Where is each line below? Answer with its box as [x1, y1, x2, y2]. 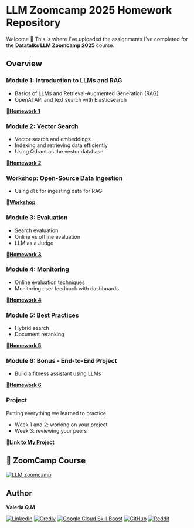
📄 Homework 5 [6, 342, 42, 349]
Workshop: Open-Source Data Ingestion [6, 174, 123, 182]
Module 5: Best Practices [6, 311, 79, 319]
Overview [6, 59, 43, 69]
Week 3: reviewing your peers [14, 427, 87, 434]
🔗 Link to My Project [6, 439, 55, 446]
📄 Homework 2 [6, 159, 42, 166]
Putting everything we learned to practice [6, 409, 107, 416]
